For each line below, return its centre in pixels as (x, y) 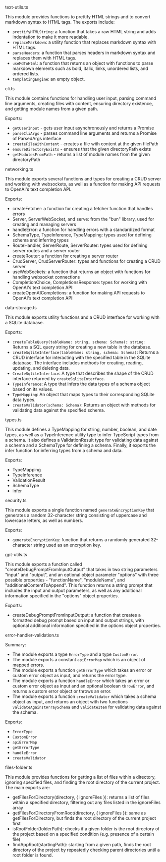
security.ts (16, 500)
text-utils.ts (17, 7)
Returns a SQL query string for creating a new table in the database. (82, 347)
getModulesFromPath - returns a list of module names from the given (81, 154)
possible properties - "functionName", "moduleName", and (65, 580)
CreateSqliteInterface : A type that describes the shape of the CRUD (83, 373)
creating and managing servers (44, 224)
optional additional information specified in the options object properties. (86, 626)
